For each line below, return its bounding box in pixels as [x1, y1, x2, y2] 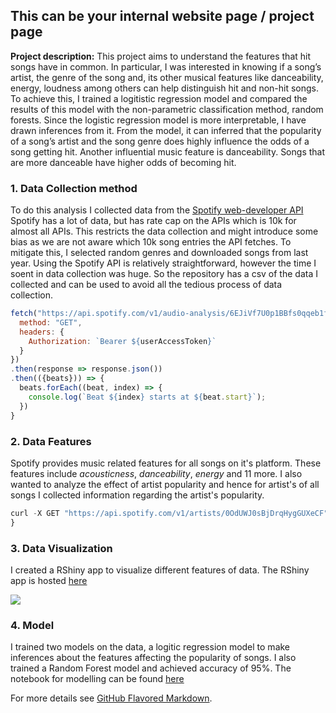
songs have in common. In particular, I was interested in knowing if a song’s [10, 60, 322, 73]
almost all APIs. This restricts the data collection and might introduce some [10, 225, 319, 238]
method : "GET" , [19, 317, 83, 328]
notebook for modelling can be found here [10, 673, 185, 685]
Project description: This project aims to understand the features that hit [10, 50, 312, 62]
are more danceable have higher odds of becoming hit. [10, 156, 237, 168]
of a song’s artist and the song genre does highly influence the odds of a [10, 135, 310, 147]
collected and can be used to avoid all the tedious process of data [10, 279, 283, 291]
